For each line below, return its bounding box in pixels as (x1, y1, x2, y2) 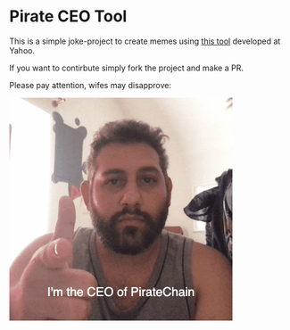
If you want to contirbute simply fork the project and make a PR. (9, 62, 244, 73)
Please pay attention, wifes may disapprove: (9, 79, 172, 90)
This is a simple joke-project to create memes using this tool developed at (9, 36, 281, 46)
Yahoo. (9, 45, 36, 55)
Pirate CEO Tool (9, 6, 128, 27)
